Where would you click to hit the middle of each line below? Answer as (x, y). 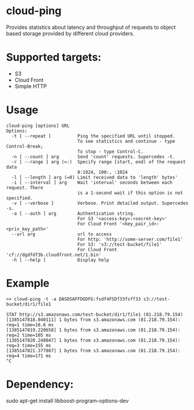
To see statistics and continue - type (126, 141)
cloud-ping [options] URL (38, 126)
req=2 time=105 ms (29, 335)
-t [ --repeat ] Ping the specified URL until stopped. (93, 136)
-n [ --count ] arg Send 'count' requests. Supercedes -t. (93, 157)
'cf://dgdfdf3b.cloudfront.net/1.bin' (54, 255)
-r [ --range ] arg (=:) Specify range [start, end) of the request (98, 162)
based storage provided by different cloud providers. (70, 33)
